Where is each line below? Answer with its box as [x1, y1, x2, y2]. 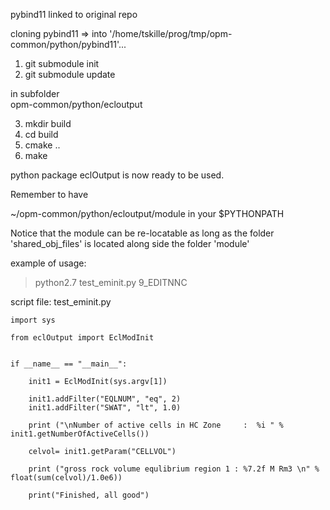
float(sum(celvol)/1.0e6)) [10, 473, 123, 483]
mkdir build [24, 118, 72, 129]
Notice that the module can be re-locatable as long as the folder [10, 227, 275, 239]
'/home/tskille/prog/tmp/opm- [109, 28, 233, 39]
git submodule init [24, 58, 100, 69]
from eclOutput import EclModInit [10, 333, 155, 343]
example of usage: [10, 257, 87, 269]
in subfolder [10, 88, 60, 99]
